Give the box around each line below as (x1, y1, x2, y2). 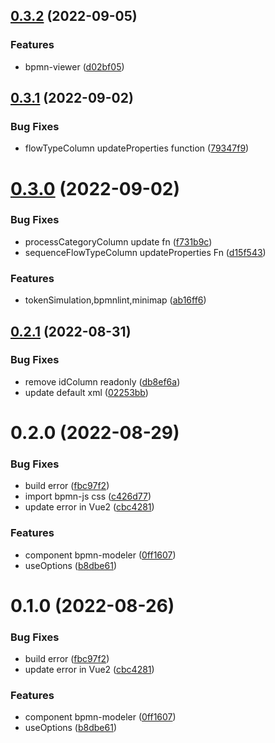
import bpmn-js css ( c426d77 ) (24, 490, 152, 503)
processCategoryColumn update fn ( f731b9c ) (24, 235, 213, 248)
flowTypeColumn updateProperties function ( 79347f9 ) (24, 142, 250, 154)
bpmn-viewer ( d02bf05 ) (24, 60, 125, 73)
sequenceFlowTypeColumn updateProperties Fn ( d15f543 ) (24, 246, 267, 258)
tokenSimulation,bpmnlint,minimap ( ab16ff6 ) (24, 294, 207, 306)
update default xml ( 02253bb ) (24, 386, 149, 398)
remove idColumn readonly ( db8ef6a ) (24, 375, 181, 388)
